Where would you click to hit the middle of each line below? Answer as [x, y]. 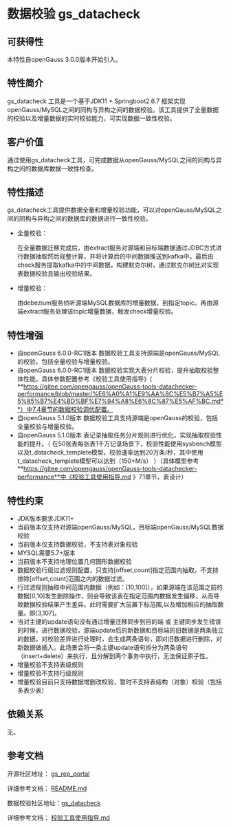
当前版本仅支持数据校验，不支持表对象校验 [77, 545]
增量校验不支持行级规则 [50, 673]
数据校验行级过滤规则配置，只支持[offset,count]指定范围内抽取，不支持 [118, 570]
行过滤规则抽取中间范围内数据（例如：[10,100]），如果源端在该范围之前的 [120, 587]
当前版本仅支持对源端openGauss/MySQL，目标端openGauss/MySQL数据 [120, 527]
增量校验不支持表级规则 [50, 665]
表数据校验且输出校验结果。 [56, 274]
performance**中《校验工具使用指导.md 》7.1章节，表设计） [102, 477]
